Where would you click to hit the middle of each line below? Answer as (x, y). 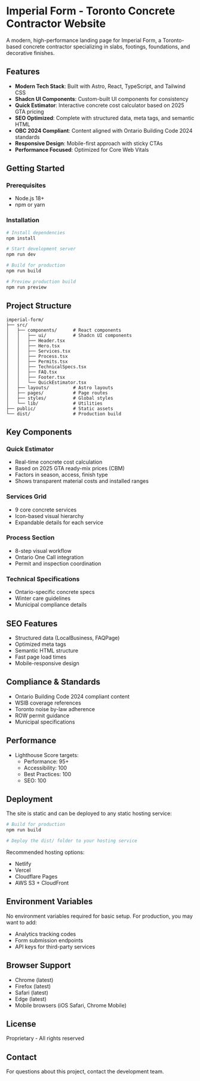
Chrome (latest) (34, 980)
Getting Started (36, 169)
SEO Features (32, 624)
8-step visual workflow (43, 550)
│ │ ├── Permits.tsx (37, 362)
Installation (23, 221)
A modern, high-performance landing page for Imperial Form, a (84, 40)
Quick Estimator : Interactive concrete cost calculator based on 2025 (99, 105)
